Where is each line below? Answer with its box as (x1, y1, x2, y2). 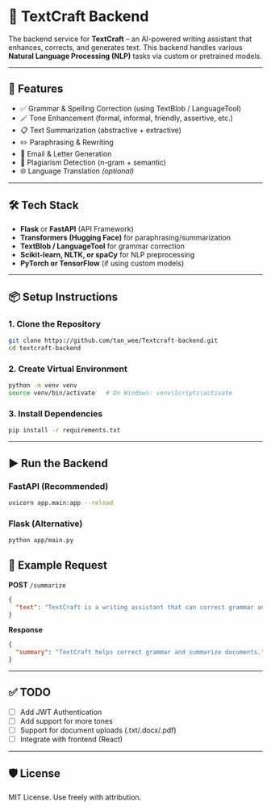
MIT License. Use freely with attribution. (8, 792, 142, 802)
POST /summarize (8, 580, 66, 590)
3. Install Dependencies (8, 407, 103, 419)
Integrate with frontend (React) (19, 734, 123, 745)
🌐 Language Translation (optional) (19, 165, 135, 176)
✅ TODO (8, 686, 51, 699)
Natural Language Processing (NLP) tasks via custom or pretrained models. (8, 51, 262, 61)
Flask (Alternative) (8, 518, 83, 529)
